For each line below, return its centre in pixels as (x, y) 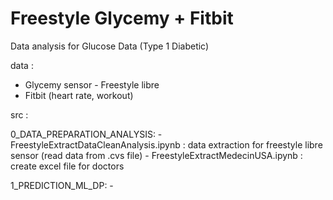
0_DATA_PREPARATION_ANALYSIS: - (86, 134)
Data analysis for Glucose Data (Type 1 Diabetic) (110, 46)
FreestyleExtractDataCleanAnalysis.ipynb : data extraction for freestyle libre (166, 144)
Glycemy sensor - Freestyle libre (92, 84)
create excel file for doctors (67, 166)
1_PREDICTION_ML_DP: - (62, 185)
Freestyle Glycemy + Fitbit (122, 18)
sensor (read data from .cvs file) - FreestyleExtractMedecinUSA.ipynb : (156, 155)
